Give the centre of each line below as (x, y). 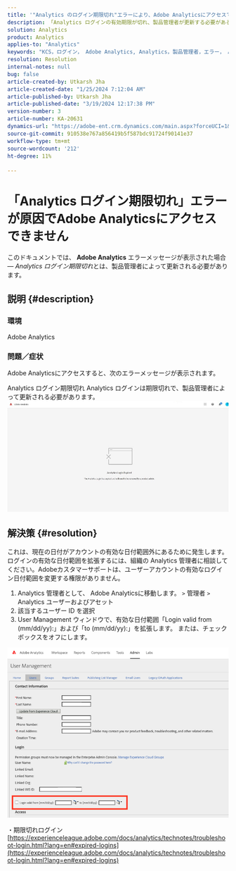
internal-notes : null (39, 67)
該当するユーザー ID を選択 (56, 610)
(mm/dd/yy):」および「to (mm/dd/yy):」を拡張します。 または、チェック (122, 628)
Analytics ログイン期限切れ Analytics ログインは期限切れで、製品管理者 (110, 388)
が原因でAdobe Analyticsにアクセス (112, 219)
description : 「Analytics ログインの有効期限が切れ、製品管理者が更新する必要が (114, 22)
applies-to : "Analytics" (44, 45)
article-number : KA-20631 (45, 119)
